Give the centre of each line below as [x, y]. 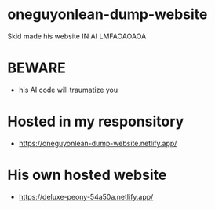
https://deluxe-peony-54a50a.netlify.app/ [86, 196]
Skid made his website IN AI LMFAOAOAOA [77, 36]
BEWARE [36, 68]
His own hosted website [87, 175]
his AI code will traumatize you [68, 90]
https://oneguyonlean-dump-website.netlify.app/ [98, 143]
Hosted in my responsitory [96, 121]
